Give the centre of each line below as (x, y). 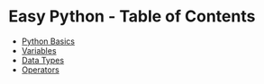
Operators (40, 70)
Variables (39, 50)
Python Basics (48, 41)
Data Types (43, 60)
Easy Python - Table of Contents (132, 17)
